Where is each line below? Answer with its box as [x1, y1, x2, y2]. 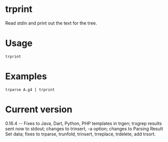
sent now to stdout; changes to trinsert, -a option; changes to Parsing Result [5, 125, 163, 131]
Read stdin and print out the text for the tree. [5, 20, 97, 26]
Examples [5, 71, 47, 82]
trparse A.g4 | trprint [5, 87, 55, 92]
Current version [5, 104, 73, 115]
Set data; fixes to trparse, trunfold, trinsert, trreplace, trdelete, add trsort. [5, 131, 156, 137]
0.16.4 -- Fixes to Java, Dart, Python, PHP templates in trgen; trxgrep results [5, 120, 162, 126]
